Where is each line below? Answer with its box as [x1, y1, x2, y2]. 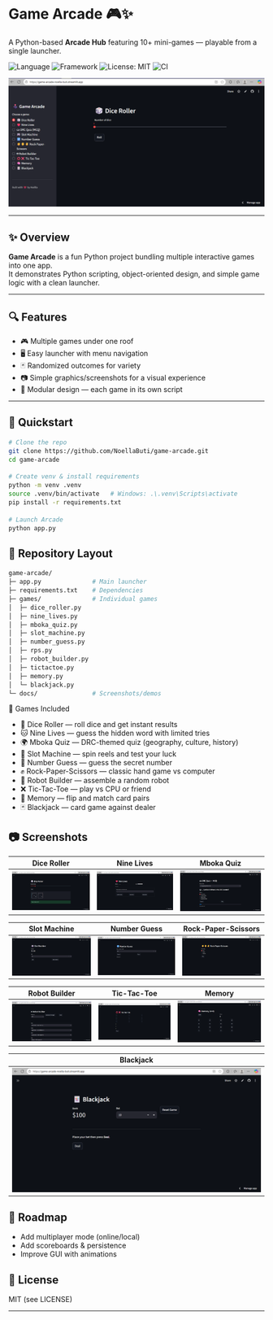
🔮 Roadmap [8, 1210, 67, 1224]
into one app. [8, 260, 53, 271]
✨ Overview [8, 230, 71, 244]
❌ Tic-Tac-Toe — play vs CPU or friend [19, 784, 152, 794]
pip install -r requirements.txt [8, 498, 122, 507]
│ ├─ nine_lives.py [8, 612, 79, 621]
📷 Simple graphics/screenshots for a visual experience [19, 373, 206, 383]
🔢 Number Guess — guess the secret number [19, 758, 173, 768]
